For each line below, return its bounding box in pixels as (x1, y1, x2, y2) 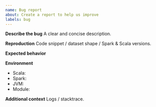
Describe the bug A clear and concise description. (5, 31, 112, 37)
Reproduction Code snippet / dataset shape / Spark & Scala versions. (5, 41, 151, 47)
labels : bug (5, 17, 30, 22)
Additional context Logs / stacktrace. (5, 96, 84, 102)
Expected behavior (5, 50, 46, 56)
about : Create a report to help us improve (5, 12, 99, 17)
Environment (5, 60, 33, 66)
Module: (12, 86, 30, 92)
